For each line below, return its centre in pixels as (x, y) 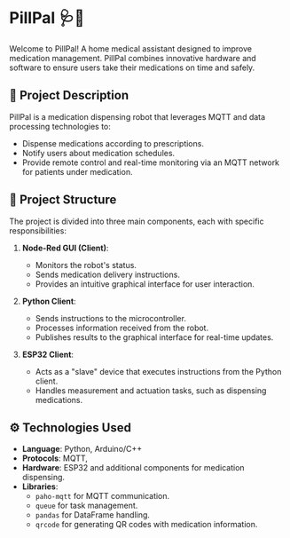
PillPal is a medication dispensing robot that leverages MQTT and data (137, 116)
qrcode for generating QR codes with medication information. (146, 525)
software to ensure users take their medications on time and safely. (132, 67)
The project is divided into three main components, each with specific (137, 221)
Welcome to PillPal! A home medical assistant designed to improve (131, 48)
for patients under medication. (77, 171)
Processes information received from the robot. (122, 328)
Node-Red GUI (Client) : (65, 248)
